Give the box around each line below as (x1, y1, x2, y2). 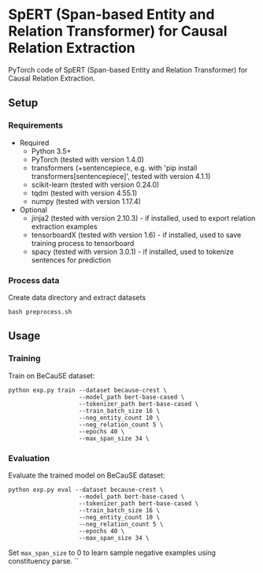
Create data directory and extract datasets (8, 292, 146, 302)
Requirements (8, 120, 64, 131)
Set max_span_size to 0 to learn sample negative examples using (8, 548, 217, 557)
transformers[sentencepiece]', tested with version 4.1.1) (31, 171, 211, 180)
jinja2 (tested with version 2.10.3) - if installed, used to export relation (31, 213, 256, 222)
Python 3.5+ (31, 146, 72, 155)
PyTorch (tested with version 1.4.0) (31, 154, 144, 164)
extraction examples (31, 221, 98, 231)
